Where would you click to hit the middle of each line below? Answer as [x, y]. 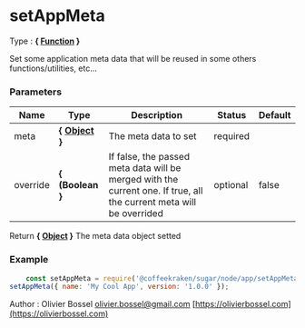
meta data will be [145, 168]
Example [29, 260]
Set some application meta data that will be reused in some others [133, 58]
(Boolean [79, 185]
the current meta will [152, 203]
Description [157, 115]
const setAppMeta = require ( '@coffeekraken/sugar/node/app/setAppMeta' [164, 278]
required [232, 136]
